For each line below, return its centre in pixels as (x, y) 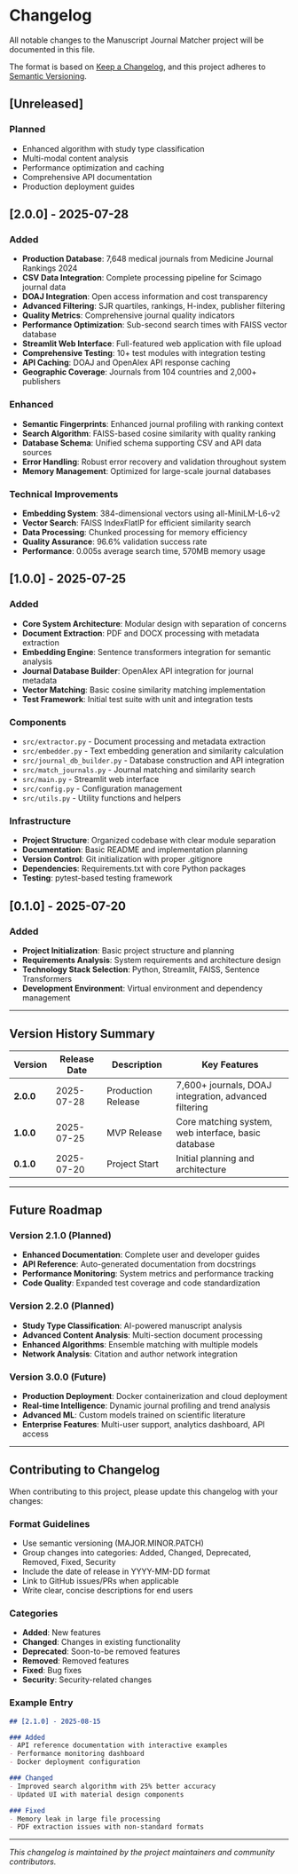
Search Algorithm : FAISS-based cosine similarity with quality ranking (149, 433)
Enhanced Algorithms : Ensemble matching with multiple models (140, 1344)
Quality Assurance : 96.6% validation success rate (114, 542)
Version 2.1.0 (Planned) (61, 1235)
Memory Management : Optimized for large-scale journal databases (146, 470)
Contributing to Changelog (85, 1470)
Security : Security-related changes (87, 1680)
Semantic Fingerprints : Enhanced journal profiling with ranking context (153, 423)
